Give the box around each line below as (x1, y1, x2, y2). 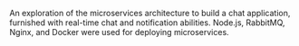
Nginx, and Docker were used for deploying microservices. (9, 27, 229, 37)
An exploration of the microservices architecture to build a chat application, (9, 8, 291, 18)
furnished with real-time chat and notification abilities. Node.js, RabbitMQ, (9, 17, 285, 28)
